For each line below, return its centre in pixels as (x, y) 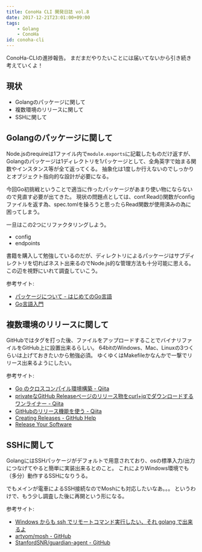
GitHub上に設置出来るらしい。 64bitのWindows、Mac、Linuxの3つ (105, 348)
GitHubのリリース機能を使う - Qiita (58, 411)
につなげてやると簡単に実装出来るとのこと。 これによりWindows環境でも (98, 468)
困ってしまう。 (25, 211)
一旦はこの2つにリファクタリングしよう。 (58, 225)
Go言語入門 (29, 304)
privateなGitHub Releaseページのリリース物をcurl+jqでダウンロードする (104, 396)
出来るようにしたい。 (49, 363)
